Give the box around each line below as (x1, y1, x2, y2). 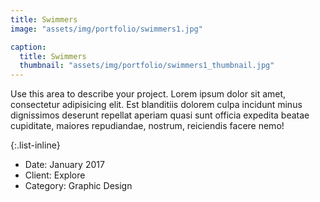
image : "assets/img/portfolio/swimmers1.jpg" (10, 24, 203, 34)
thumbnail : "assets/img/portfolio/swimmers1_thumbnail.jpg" (19, 61, 275, 71)
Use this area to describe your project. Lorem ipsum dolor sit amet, (10, 88, 287, 100)
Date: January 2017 (24, 159, 105, 171)
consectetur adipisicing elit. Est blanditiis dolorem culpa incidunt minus (10, 99, 303, 111)
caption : (10, 42, 47, 52)
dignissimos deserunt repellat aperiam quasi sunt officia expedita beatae (10, 109, 310, 121)
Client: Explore (24, 169, 86, 181)
